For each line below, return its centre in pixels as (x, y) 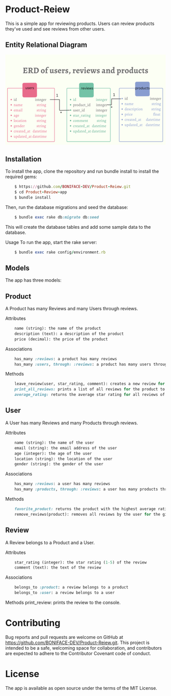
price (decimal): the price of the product (61, 339)
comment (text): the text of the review (58, 568)
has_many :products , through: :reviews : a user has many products (86, 489)
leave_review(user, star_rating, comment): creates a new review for (90, 384)
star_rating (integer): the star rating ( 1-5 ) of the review (80, 562)
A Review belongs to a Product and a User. (50, 542)
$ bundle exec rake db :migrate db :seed (57, 217)
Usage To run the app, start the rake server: (51, 242)
